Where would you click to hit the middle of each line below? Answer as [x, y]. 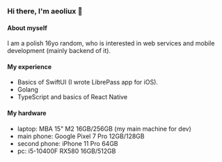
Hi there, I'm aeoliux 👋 [45, 11]
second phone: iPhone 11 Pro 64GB [68, 143]
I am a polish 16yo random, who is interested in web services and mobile [111, 43]
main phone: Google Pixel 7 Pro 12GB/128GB [81, 136]
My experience [30, 66]
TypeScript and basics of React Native [72, 97]
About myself [27, 28]
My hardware [27, 113]
